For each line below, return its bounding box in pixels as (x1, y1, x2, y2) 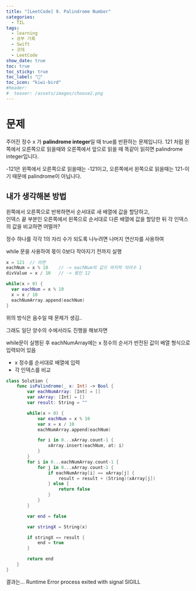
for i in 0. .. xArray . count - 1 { (37, 437, 114, 443)
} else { (47, 481, 69, 487)
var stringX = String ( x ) (27, 524, 88, 530)
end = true (37, 540, 64, 546)
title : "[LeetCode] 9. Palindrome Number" (6, 8, 111, 15)
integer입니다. (6, 153, 39, 160)
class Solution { (6, 378, 49, 384)
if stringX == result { (27, 535, 85, 541)
